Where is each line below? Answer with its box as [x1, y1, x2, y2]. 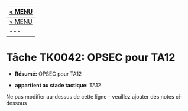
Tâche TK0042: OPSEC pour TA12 [6, 51, 176, 64]
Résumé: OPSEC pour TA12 [14, 70, 82, 77]
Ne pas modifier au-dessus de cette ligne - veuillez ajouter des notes [6, 93, 174, 100]
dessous [6, 99, 27, 106]
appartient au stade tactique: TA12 [14, 81, 102, 89]
